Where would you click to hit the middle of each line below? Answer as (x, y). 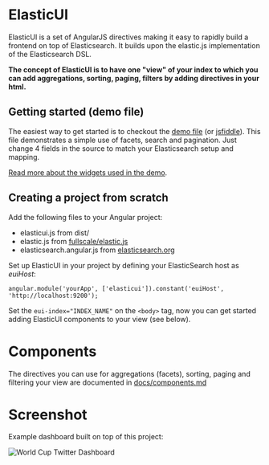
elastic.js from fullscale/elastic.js (74, 241)
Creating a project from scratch (88, 198)
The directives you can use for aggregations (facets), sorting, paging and (129, 373)
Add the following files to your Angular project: (86, 217)
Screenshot (48, 414)
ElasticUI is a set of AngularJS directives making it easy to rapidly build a (128, 37)
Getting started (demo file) (76, 112)
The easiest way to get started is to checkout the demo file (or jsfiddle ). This (134, 131)
